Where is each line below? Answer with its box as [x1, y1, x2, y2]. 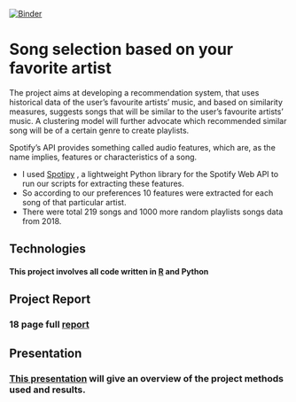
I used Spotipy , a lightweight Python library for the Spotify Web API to [21, 168, 279, 179]
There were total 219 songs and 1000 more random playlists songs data [21, 206, 284, 217]
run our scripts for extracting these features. [21, 178, 184, 189]
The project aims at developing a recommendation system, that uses [9, 87, 260, 97]
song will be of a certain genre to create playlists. [9, 125, 190, 135]
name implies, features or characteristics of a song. [9, 151, 198, 162]
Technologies [9, 242, 87, 257]
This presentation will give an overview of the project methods [9, 372, 284, 384]
